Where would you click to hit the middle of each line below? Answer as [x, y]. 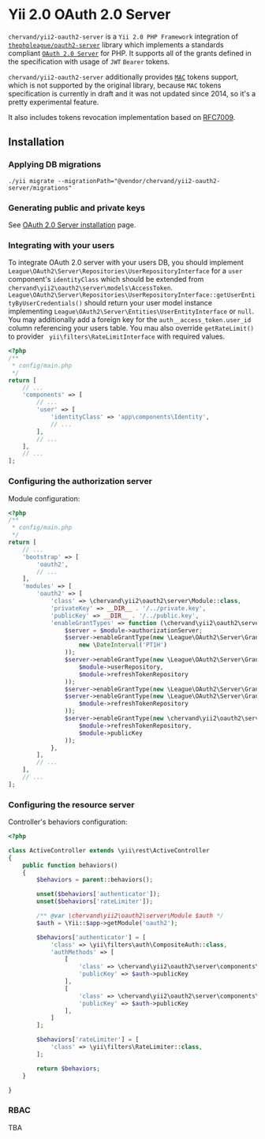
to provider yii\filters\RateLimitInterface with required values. [117, 336]
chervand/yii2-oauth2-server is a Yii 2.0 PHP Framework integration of [123, 36]
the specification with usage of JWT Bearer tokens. [89, 62]
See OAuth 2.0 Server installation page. [72, 225]
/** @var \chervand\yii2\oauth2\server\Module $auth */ [130, 916]
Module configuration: [44, 498]
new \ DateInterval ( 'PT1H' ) [123, 645]
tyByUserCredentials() [45, 304]
